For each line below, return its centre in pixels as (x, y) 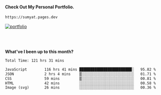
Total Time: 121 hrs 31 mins (35, 61)
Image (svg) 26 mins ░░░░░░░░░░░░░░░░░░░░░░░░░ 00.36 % (80, 88)
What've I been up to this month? (40, 52)
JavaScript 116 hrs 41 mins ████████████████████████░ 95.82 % (80, 69)
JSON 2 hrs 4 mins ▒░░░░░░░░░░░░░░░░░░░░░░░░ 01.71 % (80, 74)
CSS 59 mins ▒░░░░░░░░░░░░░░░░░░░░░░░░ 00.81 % (80, 78)
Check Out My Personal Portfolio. (40, 7)
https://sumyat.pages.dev (31, 17)
